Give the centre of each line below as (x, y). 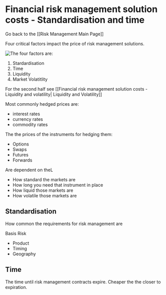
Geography (24, 254)
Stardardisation (28, 63)
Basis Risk (16, 233)
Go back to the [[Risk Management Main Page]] (55, 34)
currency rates (28, 119)
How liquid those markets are (43, 190)
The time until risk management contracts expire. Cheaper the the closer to (83, 282)
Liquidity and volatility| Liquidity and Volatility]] (54, 94)
